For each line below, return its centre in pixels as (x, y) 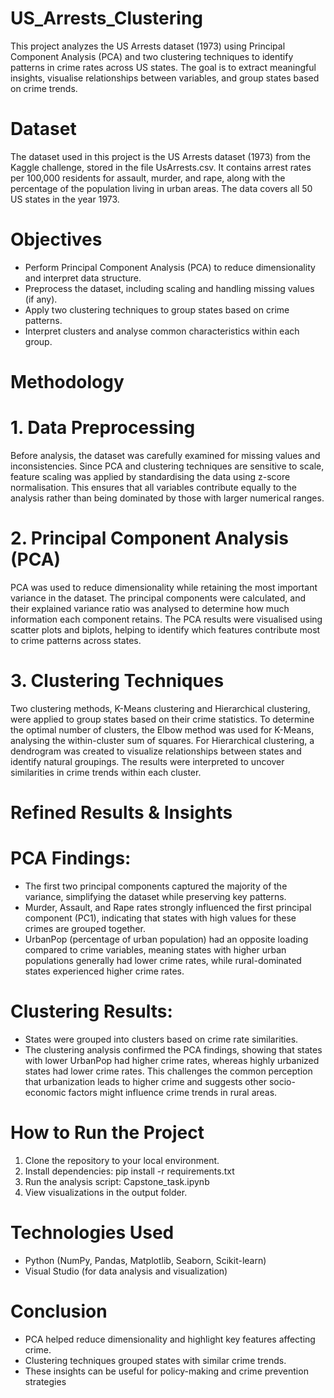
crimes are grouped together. (85, 928)
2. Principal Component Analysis (149, 538)
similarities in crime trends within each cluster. (106, 772)
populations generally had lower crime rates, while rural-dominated (163, 960)
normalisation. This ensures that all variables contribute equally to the (153, 487)
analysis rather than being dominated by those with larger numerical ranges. (167, 498)
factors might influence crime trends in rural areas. (173, 1092)
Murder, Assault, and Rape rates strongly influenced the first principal (168, 907)
